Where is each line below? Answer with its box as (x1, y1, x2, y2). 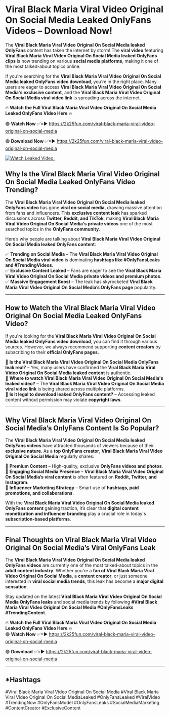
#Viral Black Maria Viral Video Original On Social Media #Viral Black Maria (5, 689, 159, 695)
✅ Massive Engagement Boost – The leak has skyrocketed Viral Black (5, 279, 153, 285)
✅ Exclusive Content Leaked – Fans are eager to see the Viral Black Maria (5, 267, 162, 273)
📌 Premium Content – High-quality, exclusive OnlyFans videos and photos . (5, 463, 163, 469)
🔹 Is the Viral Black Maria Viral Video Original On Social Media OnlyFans (5, 359, 159, 365)
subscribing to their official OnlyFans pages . (5, 349, 99, 355)
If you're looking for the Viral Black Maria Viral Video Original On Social (5, 333, 156, 339)
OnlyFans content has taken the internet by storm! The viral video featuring (5, 47, 163, 53)
